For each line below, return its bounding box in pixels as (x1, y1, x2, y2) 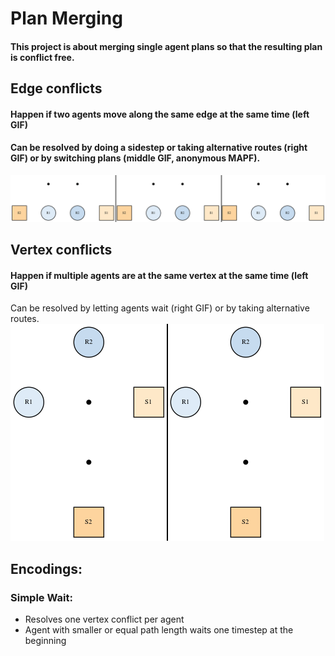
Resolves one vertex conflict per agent (24, 613, 185, 626)
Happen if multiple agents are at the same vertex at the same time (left (10, 269, 309, 281)
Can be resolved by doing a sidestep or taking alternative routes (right (10, 142, 308, 154)
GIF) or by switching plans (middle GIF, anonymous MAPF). (10, 152, 261, 164)
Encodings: (10, 560, 83, 577)
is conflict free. (10, 51, 75, 63)
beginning (24, 635, 67, 647)
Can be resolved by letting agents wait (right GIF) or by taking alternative (10, 302, 310, 314)
